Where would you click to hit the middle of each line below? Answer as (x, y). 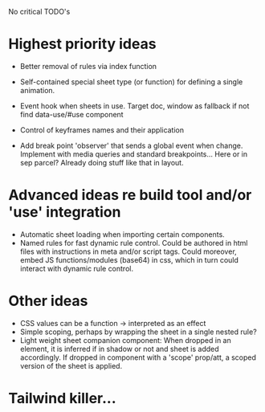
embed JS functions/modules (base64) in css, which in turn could (129, 259)
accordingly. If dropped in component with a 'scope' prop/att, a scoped (138, 357)
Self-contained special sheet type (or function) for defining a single (131, 82)
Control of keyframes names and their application (102, 130)
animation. (37, 90)
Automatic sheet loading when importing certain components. (122, 234)
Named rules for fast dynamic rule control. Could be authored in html (134, 243)
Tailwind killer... (62, 398)
